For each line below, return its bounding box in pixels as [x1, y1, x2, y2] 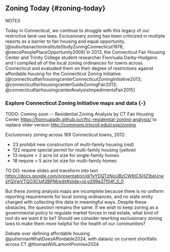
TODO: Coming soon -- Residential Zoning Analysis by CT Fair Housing [5, 111, 154, 117]
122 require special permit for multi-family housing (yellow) [12, 147, 136, 153]
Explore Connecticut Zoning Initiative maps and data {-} [5, 99, 146, 106]
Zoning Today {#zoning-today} [5, 4, 106, 13]
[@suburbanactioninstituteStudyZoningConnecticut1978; [5, 43, 124, 50]
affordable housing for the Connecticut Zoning [5, 71, 103, 77]
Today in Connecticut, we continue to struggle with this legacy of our [5, 27, 150, 34]
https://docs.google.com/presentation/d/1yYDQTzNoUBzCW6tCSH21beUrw [5, 173, 164, 179]
